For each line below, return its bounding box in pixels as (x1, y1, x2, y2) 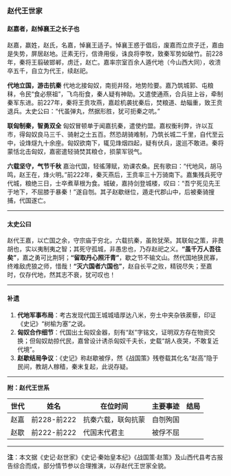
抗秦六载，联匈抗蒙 (82, 414, 146, 424)
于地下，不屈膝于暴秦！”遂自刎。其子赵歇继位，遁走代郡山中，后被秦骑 (7, 188, 209, 196)
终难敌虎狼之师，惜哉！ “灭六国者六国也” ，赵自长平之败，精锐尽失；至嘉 (7, 262, 213, 271)
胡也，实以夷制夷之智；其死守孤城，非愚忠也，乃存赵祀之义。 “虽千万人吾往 (7, 245, 221, 253)
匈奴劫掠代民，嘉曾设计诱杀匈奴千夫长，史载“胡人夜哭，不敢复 (35, 337, 213, 345)
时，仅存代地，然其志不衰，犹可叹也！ (7, 271, 115, 279)
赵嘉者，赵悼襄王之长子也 (7, 24, 80, 32)
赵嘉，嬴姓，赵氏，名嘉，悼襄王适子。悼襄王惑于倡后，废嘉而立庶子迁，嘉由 (7, 41, 224, 49)
